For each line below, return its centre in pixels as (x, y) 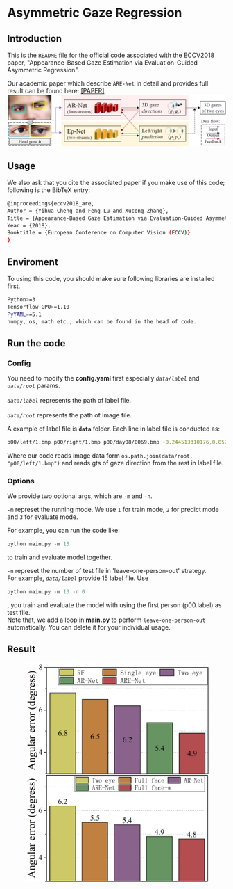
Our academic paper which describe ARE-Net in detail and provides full (108, 83)
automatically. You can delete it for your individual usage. (89, 627)
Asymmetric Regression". (43, 70)
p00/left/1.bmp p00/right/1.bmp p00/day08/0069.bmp (83, 442)
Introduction (35, 39)
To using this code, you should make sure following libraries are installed (111, 278)
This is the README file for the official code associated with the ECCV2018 (111, 55)
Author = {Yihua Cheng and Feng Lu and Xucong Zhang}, (88, 211)
